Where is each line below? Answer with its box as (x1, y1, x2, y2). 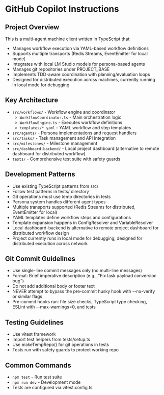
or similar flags (12, 294, 43, 299)
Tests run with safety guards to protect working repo (12, 347, 119, 353)
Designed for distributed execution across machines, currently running (12, 77, 156, 82)
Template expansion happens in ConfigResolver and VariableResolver (12, 220, 153, 225)
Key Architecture (5, 96, 58, 104)
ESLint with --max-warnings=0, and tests (12, 304, 96, 310)
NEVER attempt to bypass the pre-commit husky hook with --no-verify (12, 288, 155, 295)
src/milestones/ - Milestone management (12, 140, 97, 146)
